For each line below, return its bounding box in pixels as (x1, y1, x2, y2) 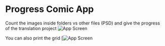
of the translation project (5, 25, 57, 31)
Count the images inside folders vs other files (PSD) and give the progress (5, 20, 160, 26)
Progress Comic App (5, 3, 94, 15)
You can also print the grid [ (5, 35, 63, 41)
